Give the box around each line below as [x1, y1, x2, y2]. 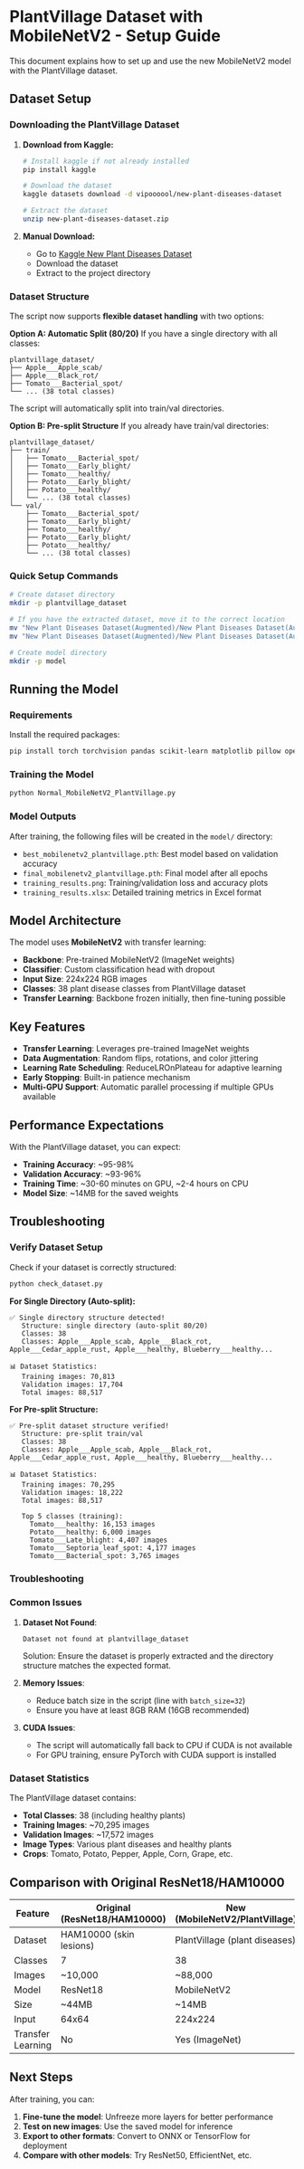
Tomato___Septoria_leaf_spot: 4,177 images [29, 1543, 196, 1553]
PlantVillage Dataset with [9, 6, 204, 27]
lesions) [60, 1939, 95, 1952]
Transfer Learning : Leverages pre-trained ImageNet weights [22, 1043, 250, 1054]
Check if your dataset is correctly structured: [9, 1261, 177, 1272]
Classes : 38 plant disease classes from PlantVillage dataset [22, 984, 246, 994]
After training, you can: [9, 2093, 95, 2105]
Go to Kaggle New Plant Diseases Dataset [35, 248, 193, 259]
